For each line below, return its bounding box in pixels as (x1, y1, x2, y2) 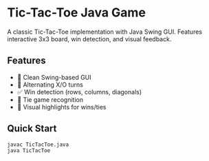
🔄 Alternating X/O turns (16, 80, 84, 89)
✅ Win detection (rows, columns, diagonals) (16, 87, 142, 96)
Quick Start (7, 122, 57, 135)
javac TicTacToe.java (7, 141, 69, 148)
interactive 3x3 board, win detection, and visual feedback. (7, 34, 172, 43)
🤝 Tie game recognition (16, 95, 84, 104)
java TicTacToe (7, 147, 51, 154)
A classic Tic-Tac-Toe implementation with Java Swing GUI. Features (7, 28, 203, 36)
